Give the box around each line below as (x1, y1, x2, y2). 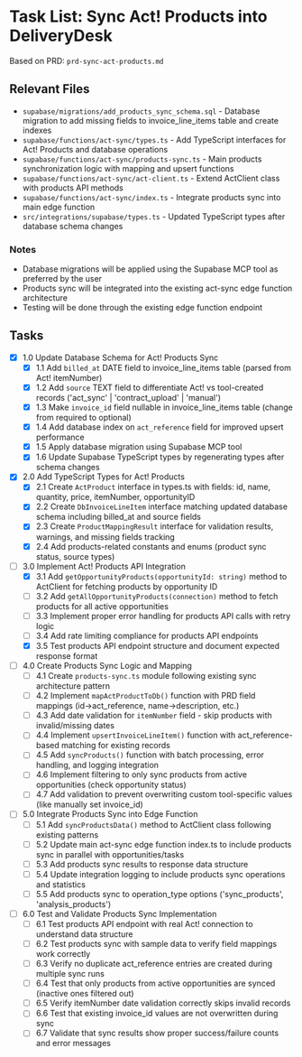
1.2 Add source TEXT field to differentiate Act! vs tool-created (35, 382, 264, 393)
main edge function (22, 201, 96, 212)
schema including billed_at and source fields (35, 512, 201, 523)
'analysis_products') (35, 898, 112, 909)
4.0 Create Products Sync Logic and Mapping (22, 660, 192, 671)
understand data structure (35, 928, 133, 940)
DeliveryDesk (9, 25, 113, 46)
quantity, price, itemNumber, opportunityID (35, 492, 196, 503)
